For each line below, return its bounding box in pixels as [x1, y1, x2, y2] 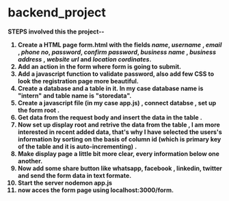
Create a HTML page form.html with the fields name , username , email [17, 40, 222, 49]
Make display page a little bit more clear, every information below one [17, 149, 219, 158]
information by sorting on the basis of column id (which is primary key [17, 135, 221, 143]
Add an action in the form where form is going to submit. [17, 62, 182, 70]
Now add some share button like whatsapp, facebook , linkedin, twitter [17, 164, 223, 172]
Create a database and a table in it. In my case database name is [17, 84, 204, 92]
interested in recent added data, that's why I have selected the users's [17, 128, 223, 136]
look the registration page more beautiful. [17, 77, 139, 85]
